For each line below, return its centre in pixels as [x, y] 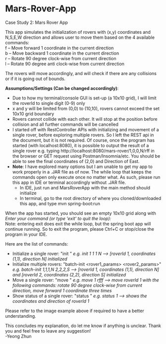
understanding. [21, 316]
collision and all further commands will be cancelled [65, 124]
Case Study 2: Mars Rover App [37, 22]
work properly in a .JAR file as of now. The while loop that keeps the [82, 172]
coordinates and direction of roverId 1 [51, 301]
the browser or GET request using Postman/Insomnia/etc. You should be [86, 156]
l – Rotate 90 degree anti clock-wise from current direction [65, 64]
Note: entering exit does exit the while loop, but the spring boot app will [78, 224]
